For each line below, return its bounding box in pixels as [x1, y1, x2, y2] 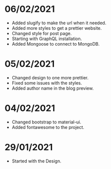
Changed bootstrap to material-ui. [11, 119, 81, 125]
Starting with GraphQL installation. [11, 36, 82, 42]
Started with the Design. [11, 158, 61, 164]
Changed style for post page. [11, 30, 72, 36]
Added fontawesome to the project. [11, 124, 85, 130]
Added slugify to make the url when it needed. [11, 20, 107, 26]
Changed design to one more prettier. [11, 74, 89, 80]
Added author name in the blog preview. [11, 85, 94, 91]
